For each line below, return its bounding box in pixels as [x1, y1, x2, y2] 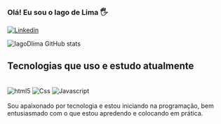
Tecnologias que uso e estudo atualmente [7, 60, 194, 71]
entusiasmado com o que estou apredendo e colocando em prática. [7, 109, 203, 117]
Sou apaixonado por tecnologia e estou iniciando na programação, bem [7, 102, 214, 110]
